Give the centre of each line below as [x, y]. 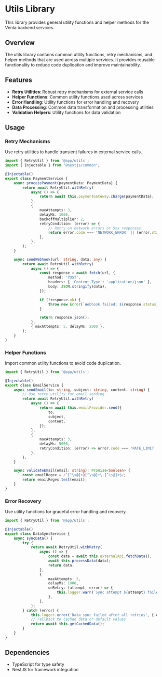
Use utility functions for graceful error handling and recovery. [66, 512]
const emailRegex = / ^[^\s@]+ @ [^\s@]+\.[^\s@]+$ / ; [74, 475]
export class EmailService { [34, 385]
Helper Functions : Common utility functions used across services [77, 97]
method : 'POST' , [64, 277]
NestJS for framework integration [45, 669]
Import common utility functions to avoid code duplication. [63, 363]
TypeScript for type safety [38, 664]
